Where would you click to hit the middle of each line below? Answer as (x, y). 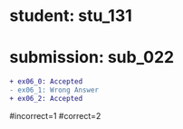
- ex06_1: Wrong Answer (54, 90)
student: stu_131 (71, 16)
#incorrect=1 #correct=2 (55, 115)
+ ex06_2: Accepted (46, 98)
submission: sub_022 (92, 58)
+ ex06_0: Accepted (46, 82)
